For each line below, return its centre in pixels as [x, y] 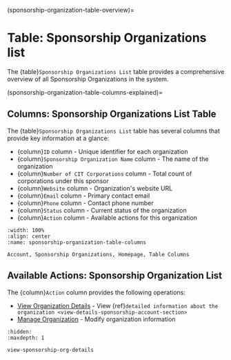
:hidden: [20, 332]
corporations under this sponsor [63, 181]
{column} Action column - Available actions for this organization [107, 218]
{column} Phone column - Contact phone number [85, 202]
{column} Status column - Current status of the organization [102, 210]
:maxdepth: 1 [26, 338]
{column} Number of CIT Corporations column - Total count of [104, 173]
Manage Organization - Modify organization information [96, 319]
